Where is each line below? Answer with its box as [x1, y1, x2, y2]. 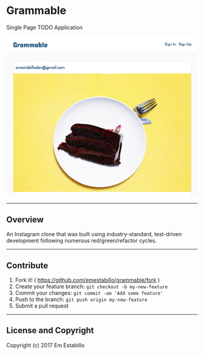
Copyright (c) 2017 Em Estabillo [6, 341, 85, 349]
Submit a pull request [15, 302, 69, 309]
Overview [6, 214, 44, 225]
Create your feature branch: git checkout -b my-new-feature [15, 283, 168, 290]
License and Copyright [6, 325, 94, 336]
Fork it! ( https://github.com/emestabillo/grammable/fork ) [15, 277, 160, 284]
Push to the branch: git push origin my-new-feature [15, 296, 148, 303]
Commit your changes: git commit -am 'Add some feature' [15, 289, 164, 297]
